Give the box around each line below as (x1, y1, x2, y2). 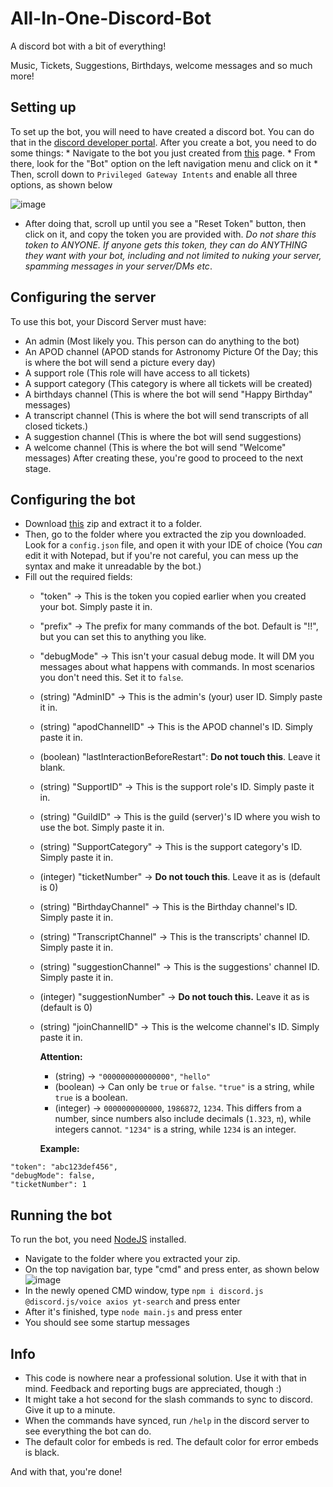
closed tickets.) (24, 420, 89, 432)
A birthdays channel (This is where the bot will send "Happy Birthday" (24, 388, 313, 400)
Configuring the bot (10, 491, 136, 508)
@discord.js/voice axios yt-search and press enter (24, 1295, 241, 1307)
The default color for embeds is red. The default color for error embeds (24, 1436, 319, 1447)
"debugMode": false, (10, 1171, 97, 1181)
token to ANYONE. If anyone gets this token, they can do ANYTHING (24, 238, 308, 251)
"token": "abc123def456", (10, 1162, 118, 1172)
